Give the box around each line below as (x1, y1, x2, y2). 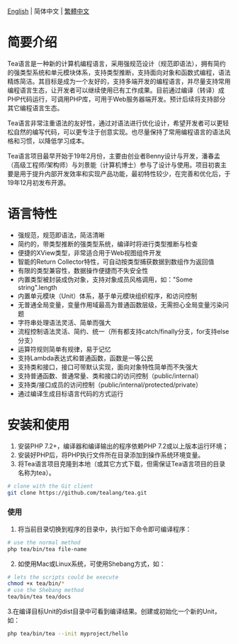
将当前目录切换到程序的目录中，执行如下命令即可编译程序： (17, 525, 192, 533)
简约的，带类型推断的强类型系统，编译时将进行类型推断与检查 (17, 240, 198, 248)
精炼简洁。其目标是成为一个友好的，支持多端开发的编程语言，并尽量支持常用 (7, 77, 231, 85)
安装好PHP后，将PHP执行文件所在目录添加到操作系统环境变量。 (17, 451, 205, 459)
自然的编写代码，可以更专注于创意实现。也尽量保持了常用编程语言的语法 (13, 127, 225, 136)
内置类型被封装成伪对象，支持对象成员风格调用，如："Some (17, 275, 193, 284)
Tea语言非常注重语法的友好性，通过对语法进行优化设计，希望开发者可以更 (7, 119, 223, 127)
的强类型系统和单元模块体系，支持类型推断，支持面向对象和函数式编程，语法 (7, 68, 231, 77)
